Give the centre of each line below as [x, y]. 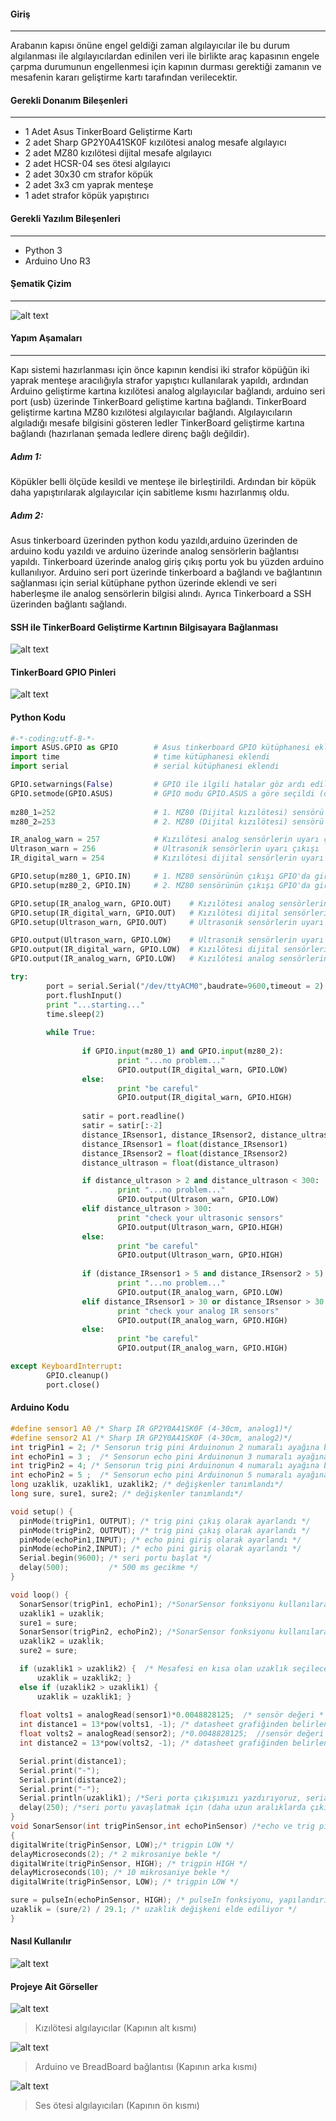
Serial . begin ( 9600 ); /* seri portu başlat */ [116, 1558]
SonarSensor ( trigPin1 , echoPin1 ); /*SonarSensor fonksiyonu [147, 1604]
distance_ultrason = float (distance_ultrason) [180, 1163]
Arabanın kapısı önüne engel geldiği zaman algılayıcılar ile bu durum [150, 46]
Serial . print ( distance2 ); [73, 1780]
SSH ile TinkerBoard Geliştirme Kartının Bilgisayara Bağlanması [144, 627]
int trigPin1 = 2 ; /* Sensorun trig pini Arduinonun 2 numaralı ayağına [165, 1447]
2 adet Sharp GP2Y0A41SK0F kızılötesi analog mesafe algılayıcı [155, 142]
